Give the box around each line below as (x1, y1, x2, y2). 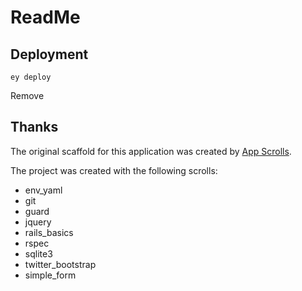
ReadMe (10, 6, 81, 29)
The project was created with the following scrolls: (10, 164, 218, 176)
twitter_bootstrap (24, 258, 97, 270)
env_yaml (24, 184, 63, 196)
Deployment (10, 46, 89, 63)
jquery (24, 216, 52, 228)
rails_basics (24, 226, 74, 238)
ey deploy (10, 72, 52, 82)
